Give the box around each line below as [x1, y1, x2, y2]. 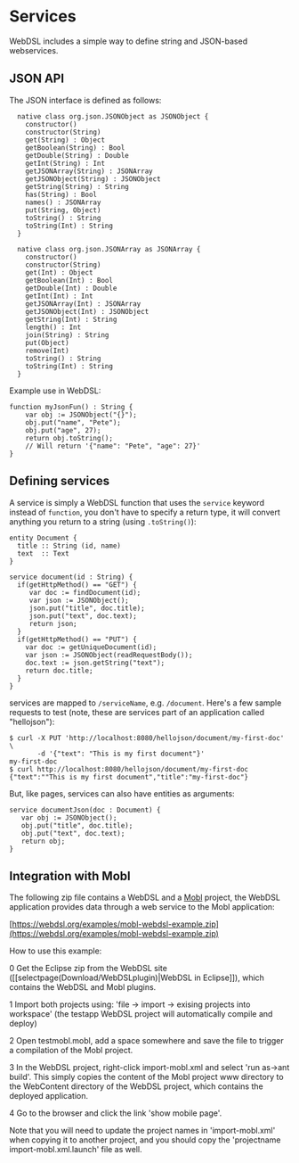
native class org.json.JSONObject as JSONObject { [17, 111, 209, 121]
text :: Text [17, 549, 69, 558]
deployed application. [9, 1091, 89, 1101]
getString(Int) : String [25, 315, 117, 324]
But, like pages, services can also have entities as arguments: [9, 788, 235, 799]
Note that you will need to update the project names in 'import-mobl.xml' [9, 1126, 276, 1136]
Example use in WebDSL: [9, 385, 101, 396]
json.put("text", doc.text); [28, 611, 138, 621]
